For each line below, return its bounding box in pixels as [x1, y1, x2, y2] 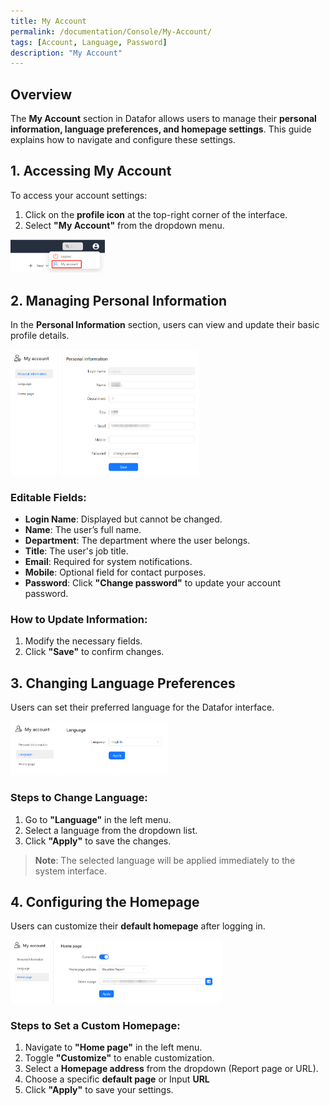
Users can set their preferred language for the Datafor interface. [10, 701, 275, 714]
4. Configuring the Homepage [10, 894, 200, 910]
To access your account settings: [10, 189, 148, 201]
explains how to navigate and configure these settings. [10, 134, 236, 146]
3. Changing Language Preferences [10, 675, 236, 692]
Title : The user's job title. [24, 545, 129, 557]
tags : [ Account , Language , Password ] [10, 37, 168, 47]
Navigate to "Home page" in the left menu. [24, 1041, 203, 1053]
